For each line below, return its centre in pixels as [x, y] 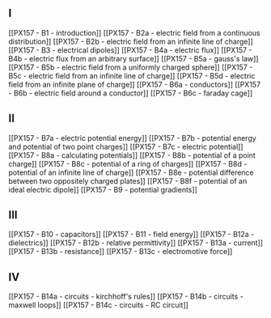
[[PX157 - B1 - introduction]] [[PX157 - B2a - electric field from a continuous [134, 32]
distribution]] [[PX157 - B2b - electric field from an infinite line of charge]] [131, 41]
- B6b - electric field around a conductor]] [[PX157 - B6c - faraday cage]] [131, 93]
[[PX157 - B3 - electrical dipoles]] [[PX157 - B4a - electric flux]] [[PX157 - [130, 50]
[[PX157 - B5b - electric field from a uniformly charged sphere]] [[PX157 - [131, 67]
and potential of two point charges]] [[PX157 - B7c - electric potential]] [126, 146]
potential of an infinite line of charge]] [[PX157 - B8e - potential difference [131, 172]
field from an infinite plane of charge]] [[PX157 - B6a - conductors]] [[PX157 [135, 84]
